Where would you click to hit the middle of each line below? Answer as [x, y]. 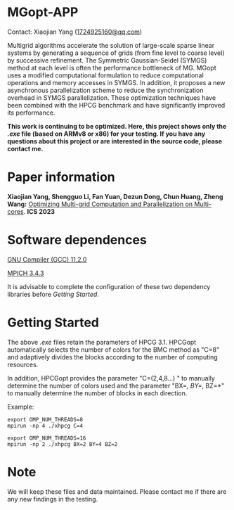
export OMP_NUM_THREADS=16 [47, 438]
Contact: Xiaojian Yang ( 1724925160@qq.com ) [75, 32]
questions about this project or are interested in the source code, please [115, 141]
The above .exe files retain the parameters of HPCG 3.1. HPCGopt [102, 342]
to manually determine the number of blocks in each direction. [97, 393]
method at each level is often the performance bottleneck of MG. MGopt [112, 68]
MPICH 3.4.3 [26, 273]
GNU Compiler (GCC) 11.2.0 [47, 259]
